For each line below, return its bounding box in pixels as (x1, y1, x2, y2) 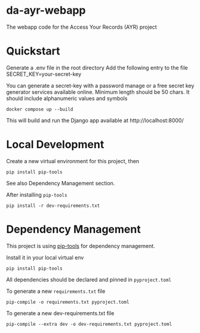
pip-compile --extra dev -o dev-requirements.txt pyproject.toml (6, 321, 172, 327)
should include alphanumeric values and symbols (6, 94, 128, 102)
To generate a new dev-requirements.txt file (6, 309, 115, 317)
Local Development (6, 138, 104, 151)
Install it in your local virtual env (6, 253, 84, 261)
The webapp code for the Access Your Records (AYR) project (6, 23, 157, 30)
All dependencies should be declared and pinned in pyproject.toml (6, 276, 172, 283)
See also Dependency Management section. (6, 179, 115, 187)
